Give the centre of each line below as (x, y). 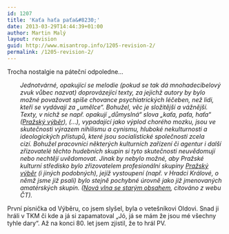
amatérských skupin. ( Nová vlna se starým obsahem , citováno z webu (121, 188)
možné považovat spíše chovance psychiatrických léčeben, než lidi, (117, 99)
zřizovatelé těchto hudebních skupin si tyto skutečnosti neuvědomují (118, 151)
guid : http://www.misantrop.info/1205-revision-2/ (81, 46)
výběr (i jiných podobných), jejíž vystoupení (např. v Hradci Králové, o (120, 173)
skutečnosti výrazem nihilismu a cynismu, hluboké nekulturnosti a (114, 129)
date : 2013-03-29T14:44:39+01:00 (55, 26)
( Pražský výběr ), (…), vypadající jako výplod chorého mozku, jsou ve (118, 121)
